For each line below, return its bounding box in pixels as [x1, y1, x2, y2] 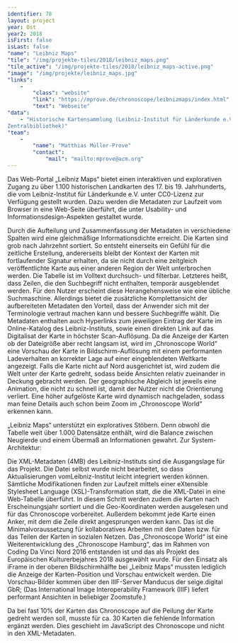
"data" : [7, 109, 30, 116]
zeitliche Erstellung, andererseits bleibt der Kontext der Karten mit [7, 249, 200, 257]
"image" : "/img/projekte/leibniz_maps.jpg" [7, 69, 138, 77]
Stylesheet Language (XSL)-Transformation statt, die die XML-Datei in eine [7, 487, 225, 496]
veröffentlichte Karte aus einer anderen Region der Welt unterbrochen [7, 264, 211, 272]
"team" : [7, 129, 30, 136]
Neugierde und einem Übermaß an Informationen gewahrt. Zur [7, 435, 190, 444]
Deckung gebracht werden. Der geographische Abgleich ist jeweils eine [7, 376, 217, 385]
